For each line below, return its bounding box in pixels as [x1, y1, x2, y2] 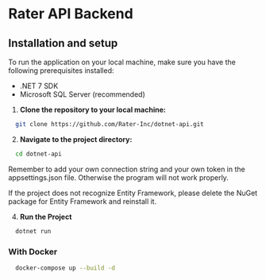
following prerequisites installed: [8, 66, 114, 75]
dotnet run [15, 227, 52, 235]
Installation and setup [8, 36, 118, 50]
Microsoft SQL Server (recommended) [19, 90, 145, 99]
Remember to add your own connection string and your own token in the [8, 164, 245, 174]
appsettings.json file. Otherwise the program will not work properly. [8, 172, 229, 182]
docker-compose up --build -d [15, 263, 115, 272]
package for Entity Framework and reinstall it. [8, 196, 157, 206]
